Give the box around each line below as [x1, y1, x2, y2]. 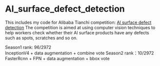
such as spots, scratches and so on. [5, 35, 78, 41]
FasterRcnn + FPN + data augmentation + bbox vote [5, 55, 110, 61]
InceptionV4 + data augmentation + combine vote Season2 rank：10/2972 [5, 50, 154, 56]
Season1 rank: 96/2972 [5, 44, 52, 50]
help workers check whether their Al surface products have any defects [5, 30, 149, 35]
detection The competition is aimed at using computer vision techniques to [5, 24, 156, 30]
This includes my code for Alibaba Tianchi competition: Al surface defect [5, 19, 152, 25]
